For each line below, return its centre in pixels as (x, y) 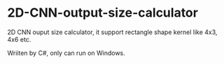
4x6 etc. (19, 39)
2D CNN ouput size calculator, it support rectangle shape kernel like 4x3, (112, 32)
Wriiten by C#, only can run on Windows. (66, 53)
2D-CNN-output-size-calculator (103, 13)
